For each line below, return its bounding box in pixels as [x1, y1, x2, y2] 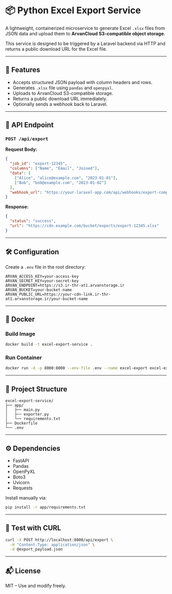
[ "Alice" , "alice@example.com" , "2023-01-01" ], [14, 175, 118, 181]
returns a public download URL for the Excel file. [5, 46, 107, 52]
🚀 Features [5, 66, 40, 74]
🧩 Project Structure [5, 385, 68, 393]
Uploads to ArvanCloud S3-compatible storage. [12, 90, 114, 96]
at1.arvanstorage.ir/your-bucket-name [5, 296, 88, 301]
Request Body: [5, 146, 37, 152]
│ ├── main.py [5, 407, 40, 412]
